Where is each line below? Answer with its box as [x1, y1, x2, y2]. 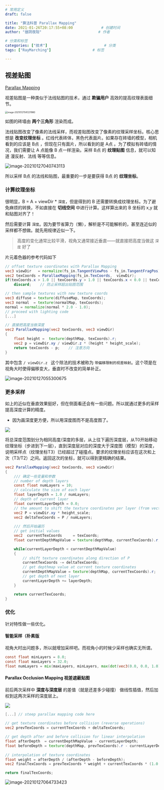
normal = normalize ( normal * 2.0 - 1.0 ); [5, 305, 91, 310]
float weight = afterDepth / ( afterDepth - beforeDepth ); [5, 757, 125, 762]
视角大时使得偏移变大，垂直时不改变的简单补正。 [5, 365, 103, 371]
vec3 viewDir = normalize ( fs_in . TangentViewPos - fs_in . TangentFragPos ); [5, 268, 163, 273]
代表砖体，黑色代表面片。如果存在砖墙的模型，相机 [54, 135, 157, 141]
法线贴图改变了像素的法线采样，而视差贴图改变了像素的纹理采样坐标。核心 [5, 128, 155, 135]
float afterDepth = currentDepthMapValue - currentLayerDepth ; [5, 739, 139, 744]
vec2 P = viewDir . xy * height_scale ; [14, 510, 91, 515]
